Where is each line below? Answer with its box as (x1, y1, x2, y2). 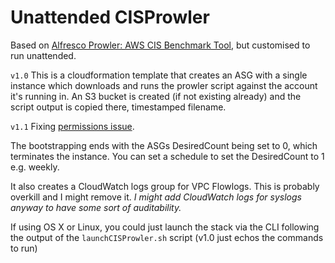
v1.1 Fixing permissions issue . (10, 120, 135, 132)
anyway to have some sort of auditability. (10, 201, 182, 213)
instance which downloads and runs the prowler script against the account (10, 79, 318, 91)
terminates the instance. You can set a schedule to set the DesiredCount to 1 (10, 150, 325, 162)
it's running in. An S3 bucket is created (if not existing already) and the (10, 90, 302, 102)
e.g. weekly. (10, 161, 60, 173)
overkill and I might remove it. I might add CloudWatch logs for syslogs (10, 191, 302, 203)
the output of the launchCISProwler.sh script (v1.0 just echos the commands (10, 231, 324, 243)
